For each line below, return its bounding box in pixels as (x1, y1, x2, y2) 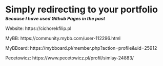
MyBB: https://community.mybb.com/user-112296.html (5, 35, 121, 41)
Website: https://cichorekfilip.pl (5, 25, 72, 31)
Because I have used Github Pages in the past (5, 15, 105, 21)
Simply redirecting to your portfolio (5, 4, 158, 15)
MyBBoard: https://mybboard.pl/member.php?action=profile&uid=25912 (5, 45, 157, 51)
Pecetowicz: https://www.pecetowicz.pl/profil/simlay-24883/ (5, 55, 134, 61)
